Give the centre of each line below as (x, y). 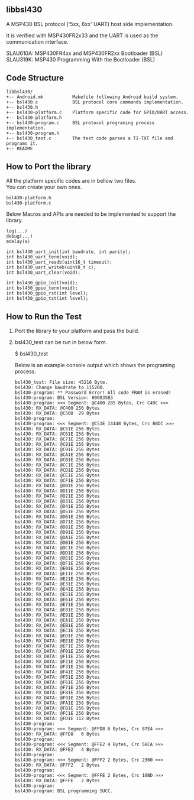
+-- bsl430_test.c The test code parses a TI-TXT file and (90, 138)
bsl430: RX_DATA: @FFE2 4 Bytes (57, 750)
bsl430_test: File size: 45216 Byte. (61, 383)
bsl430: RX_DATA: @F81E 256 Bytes (57, 693)
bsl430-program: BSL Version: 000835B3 (64, 398)
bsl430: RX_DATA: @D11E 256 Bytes (57, 491)
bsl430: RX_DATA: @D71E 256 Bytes (57, 522)
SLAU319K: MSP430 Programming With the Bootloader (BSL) (81, 59)
